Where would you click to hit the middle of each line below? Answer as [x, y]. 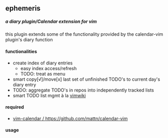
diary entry [24, 84]
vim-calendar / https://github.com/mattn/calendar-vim [70, 118]
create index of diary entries [43, 63]
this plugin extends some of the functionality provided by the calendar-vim [84, 34]
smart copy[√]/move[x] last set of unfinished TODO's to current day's [86, 79]
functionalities [21, 51]
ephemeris [23, 8]
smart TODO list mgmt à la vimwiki [49, 95]
